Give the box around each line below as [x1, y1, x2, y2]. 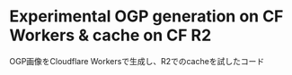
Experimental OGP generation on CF [9, 6, 284, 27]
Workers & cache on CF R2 [9, 25, 212, 46]
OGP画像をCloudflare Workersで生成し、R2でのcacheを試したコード [9, 55, 265, 66]
